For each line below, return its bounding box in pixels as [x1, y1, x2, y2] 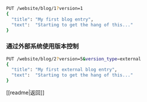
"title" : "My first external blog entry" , [11, 67, 117, 73]
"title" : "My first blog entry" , [11, 16, 94, 22]
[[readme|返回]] [6, 89, 45, 96]
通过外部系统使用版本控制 [6, 42, 79, 50]
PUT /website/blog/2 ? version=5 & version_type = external [6, 56, 142, 62]
